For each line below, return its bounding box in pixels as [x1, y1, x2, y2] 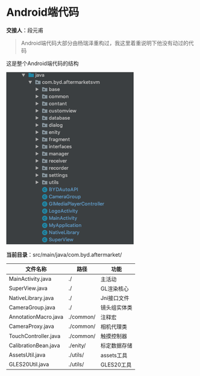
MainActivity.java [8, 275, 52, 283]
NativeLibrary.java [8, 294, 54, 301]
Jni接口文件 [100, 295, 130, 302]
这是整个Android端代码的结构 [6, 60, 79, 67]
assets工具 [100, 351, 128, 359]
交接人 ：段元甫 [6, 27, 43, 34]
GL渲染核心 [100, 284, 129, 292]
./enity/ [68, 342, 86, 349]
